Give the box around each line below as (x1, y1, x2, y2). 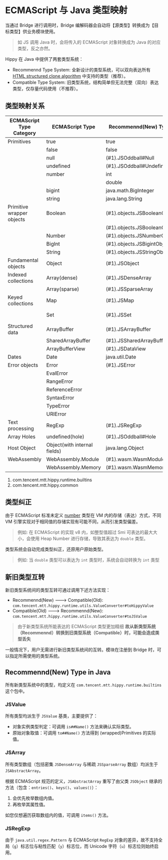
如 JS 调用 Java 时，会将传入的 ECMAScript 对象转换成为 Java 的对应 (17, 39, 161, 45)
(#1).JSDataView (105, 345, 146, 352)
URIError (46, 410, 66, 417)
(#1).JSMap (105, 297, 134, 304)
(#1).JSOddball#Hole (105, 433, 156, 440)
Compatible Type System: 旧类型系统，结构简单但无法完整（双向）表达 (12, 79, 159, 85)
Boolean (46, 209, 66, 217)
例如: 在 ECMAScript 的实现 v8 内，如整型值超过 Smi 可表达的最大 (17, 529, 153, 535)
